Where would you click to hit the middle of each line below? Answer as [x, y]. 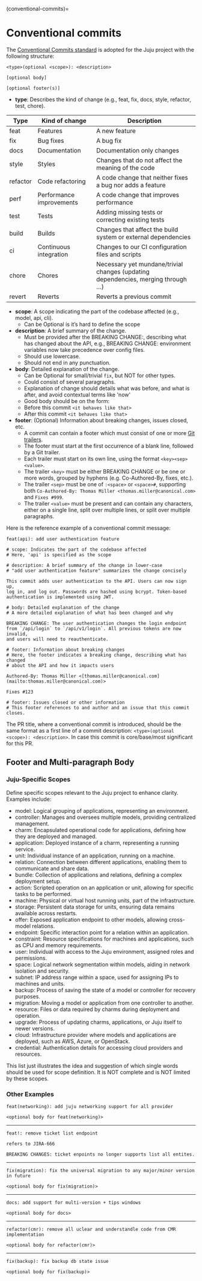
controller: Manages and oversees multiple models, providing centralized [105, 817]
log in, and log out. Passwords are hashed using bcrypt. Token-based [96, 592]
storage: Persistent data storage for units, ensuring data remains [95, 907]
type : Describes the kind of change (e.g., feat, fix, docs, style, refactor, [103, 99]
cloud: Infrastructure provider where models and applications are [95, 1035]
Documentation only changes [137, 150]
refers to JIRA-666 [31, 1144]
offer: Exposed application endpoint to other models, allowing [91, 919]
